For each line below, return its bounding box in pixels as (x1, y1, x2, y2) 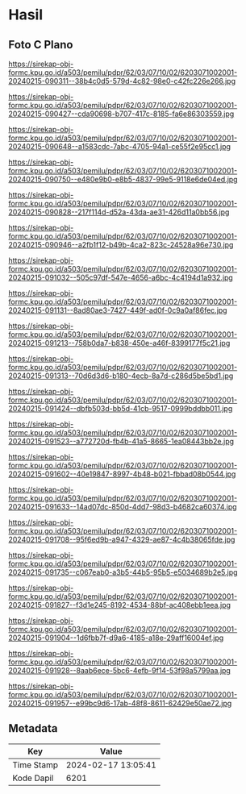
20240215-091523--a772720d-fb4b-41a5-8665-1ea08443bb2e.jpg (8, 437, 235, 446)
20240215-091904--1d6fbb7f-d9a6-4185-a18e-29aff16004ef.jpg (8, 633, 224, 642)
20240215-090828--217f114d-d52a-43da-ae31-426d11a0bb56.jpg (8, 207, 230, 217)
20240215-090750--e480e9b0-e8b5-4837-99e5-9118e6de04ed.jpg (8, 175, 238, 184)
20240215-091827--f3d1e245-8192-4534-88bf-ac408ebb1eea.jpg (8, 601, 231, 609)
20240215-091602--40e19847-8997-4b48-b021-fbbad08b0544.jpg (8, 469, 236, 479)
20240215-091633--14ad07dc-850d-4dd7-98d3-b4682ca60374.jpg (8, 502, 237, 511)
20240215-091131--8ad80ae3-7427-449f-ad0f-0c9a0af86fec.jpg (8, 306, 227, 315)
